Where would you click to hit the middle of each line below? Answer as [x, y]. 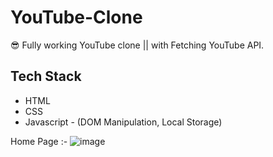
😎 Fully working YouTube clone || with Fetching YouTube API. [137, 45]
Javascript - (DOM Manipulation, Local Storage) [123, 122]
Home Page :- [39, 141]
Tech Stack [46, 76]
